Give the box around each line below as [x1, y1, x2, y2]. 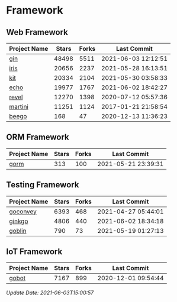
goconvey [9, 207, 37, 216]
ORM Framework [6, 132, 69, 142]
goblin [9, 226, 27, 235]
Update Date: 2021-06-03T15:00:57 [6, 289, 94, 296]
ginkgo [9, 217, 28, 225]
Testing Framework [6, 180, 79, 190]
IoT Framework [6, 246, 63, 257]
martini [9, 103, 28, 111]
